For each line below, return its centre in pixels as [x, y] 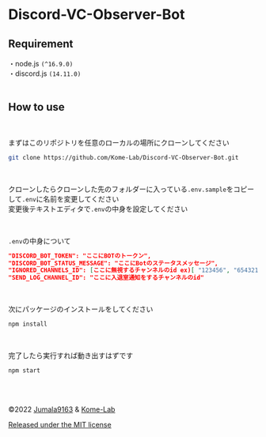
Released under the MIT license [60, 424]
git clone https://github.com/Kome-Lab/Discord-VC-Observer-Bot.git [123, 157]
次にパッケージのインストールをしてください [81, 309]
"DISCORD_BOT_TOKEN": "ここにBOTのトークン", [80, 256]
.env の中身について [40, 241]
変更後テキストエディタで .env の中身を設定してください [98, 209]
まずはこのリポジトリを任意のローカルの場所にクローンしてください [119, 142]
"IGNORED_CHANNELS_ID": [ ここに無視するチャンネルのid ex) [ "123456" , [119, 270]
